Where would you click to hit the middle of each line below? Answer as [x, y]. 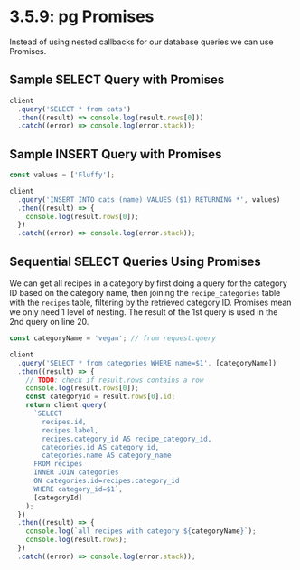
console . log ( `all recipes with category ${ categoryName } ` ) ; [141, 531]
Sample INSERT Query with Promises [116, 154]
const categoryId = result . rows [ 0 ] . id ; [101, 397]
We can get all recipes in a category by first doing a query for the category [148, 283]
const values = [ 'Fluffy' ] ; [62, 175]
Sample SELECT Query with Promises [117, 80]
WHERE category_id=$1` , [78, 489]
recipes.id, [65, 422]
